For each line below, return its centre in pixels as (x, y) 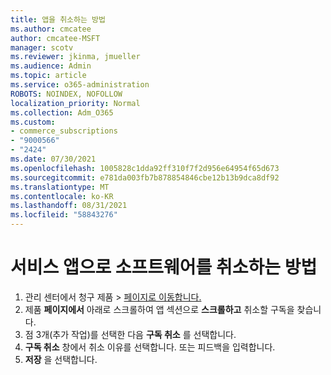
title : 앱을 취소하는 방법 (58, 19)
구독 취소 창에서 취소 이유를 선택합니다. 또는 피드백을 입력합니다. (150, 347)
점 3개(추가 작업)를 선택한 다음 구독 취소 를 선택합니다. (130, 334)
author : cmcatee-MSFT (55, 38)
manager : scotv (42, 47)
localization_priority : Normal (75, 103)
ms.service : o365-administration (80, 85)
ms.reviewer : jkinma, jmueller (75, 57)
